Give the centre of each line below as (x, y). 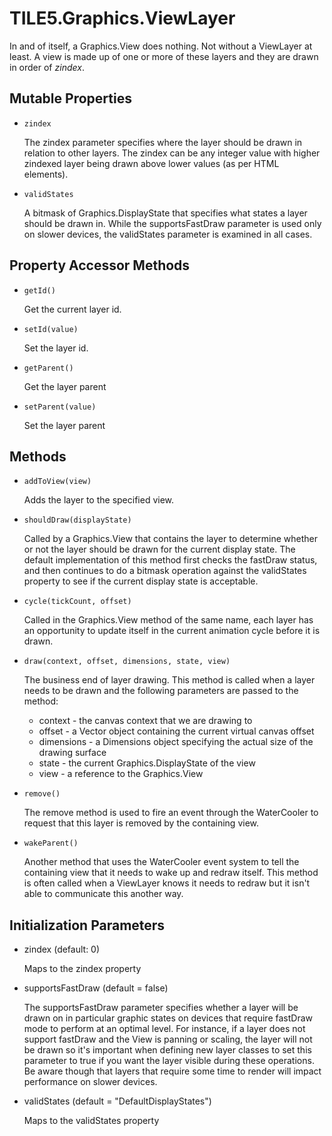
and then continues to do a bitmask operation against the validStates (165, 571)
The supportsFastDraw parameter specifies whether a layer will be (161, 1008)
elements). (46, 174)
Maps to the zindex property (82, 969)
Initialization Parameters (87, 925)
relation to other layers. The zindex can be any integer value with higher (172, 153)
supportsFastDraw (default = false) (96, 988)
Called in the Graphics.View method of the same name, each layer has (168, 620)
